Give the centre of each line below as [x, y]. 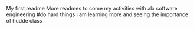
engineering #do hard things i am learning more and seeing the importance [97, 14]
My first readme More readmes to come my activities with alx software [92, 8]
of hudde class [24, 21]
